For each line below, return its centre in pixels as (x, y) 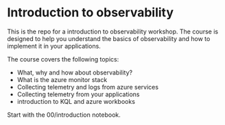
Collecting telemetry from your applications (78, 94)
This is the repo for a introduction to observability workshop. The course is (113, 31)
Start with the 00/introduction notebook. (64, 115)
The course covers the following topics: (63, 59)
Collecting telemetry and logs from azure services (88, 87)
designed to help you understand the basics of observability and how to (109, 38)
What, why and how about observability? (74, 72)
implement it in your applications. (54, 46)
